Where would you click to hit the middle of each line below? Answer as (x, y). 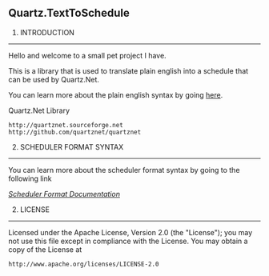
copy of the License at (45, 249)
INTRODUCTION (47, 32)
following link (30, 178)
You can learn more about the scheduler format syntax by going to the (124, 170)
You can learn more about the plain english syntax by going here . (116, 94)
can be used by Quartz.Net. (54, 79)
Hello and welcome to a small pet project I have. (87, 55)
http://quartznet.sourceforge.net (66, 125)
